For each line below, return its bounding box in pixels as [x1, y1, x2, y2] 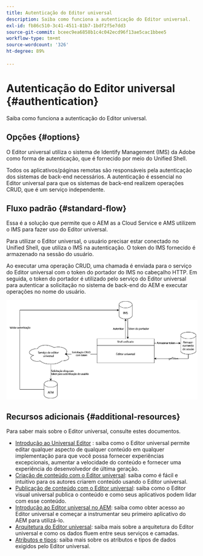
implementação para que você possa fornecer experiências [15, 452, 164, 459]
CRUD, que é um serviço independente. [6, 186, 105, 193]
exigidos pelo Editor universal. [15, 543, 91, 550]
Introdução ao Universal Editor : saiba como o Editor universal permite [15, 439, 190, 447]
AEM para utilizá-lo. [15, 517, 65, 524]
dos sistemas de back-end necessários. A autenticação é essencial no [6, 173, 182, 180]
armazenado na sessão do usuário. [6, 251, 94, 258]
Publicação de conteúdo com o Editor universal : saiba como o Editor [15, 484, 186, 492]
